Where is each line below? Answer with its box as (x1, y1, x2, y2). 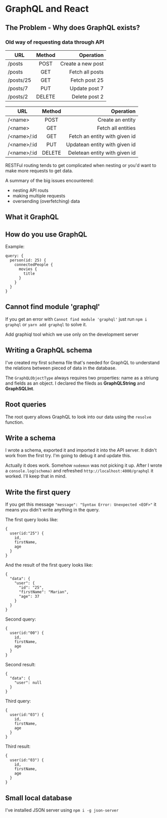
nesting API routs (12, 187, 49, 193)
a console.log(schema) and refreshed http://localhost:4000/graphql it (5, 468, 153, 474)
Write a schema (5, 433, 56, 442)
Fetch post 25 (70, 77, 104, 84)
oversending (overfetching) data (12, 198, 80, 204)
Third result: (5, 743, 31, 749)
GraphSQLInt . (5, 385, 34, 391)
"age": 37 (18, 594, 39, 599)
